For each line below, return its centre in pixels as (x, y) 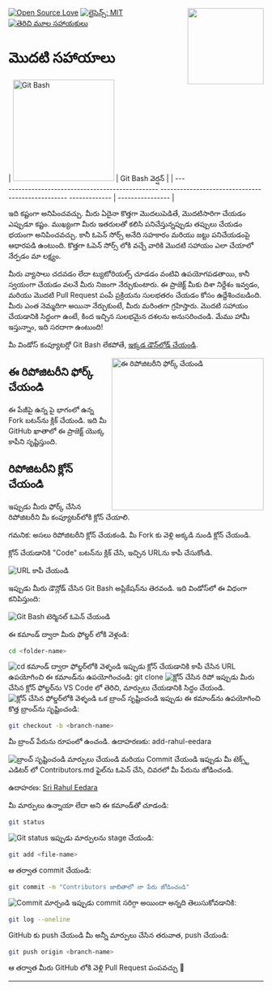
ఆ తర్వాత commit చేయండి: (50, 870)
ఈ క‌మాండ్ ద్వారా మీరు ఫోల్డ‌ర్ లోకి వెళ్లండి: (69, 634)
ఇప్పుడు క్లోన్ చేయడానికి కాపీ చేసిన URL (179, 666)
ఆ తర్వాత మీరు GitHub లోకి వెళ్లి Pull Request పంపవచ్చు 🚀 (96, 967)
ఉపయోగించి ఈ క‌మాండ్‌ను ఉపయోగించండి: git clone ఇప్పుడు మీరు (132, 677)
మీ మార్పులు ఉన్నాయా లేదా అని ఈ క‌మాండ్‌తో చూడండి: (89, 805)
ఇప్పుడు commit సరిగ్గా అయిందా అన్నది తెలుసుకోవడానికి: (154, 902)
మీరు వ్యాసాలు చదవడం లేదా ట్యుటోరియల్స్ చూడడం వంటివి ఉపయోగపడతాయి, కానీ (129, 273)
